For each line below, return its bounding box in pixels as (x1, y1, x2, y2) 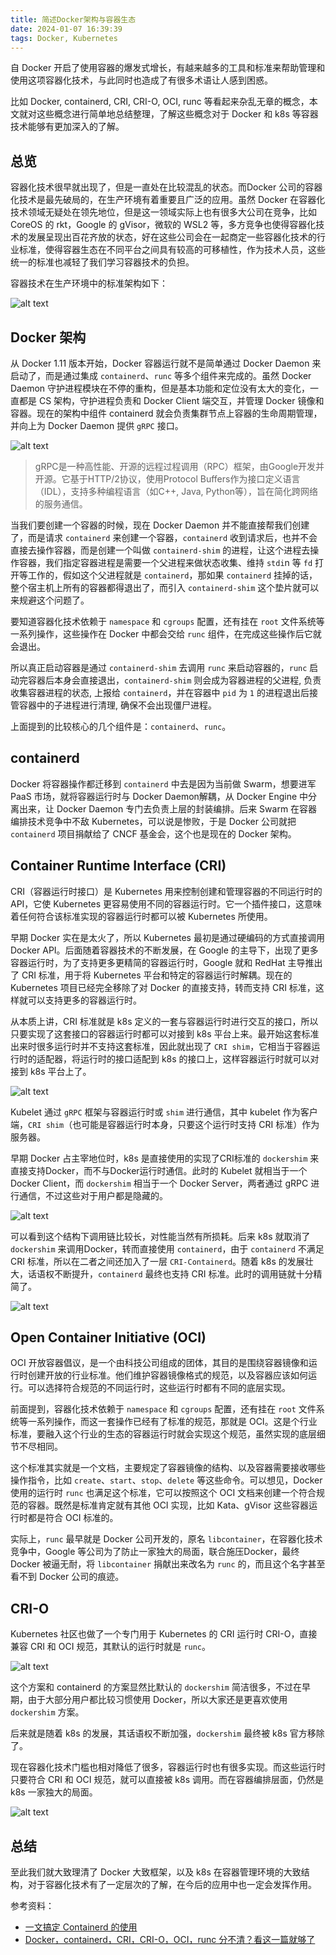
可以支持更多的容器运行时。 (27, 994, 142, 1006)
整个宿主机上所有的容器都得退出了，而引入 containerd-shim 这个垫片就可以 (10, 582, 320, 593)
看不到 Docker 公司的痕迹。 (10, 1571, 125, 1583)
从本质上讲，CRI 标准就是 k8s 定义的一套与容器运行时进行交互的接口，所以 (10, 1015, 319, 1027)
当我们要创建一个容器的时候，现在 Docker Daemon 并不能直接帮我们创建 (10, 519, 310, 531)
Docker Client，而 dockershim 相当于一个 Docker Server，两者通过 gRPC (10, 1177, 309, 1189)
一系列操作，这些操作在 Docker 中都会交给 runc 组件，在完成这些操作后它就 (10, 628, 322, 640)
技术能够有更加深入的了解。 (10, 121, 125, 133)
